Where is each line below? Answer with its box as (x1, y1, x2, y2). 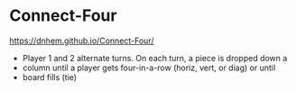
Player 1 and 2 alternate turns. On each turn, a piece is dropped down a (22, 52, 288, 63)
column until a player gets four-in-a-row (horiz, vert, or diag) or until (22, 62, 276, 73)
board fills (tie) (22, 71, 78, 82)
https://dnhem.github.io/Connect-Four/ (9, 35, 154, 46)
